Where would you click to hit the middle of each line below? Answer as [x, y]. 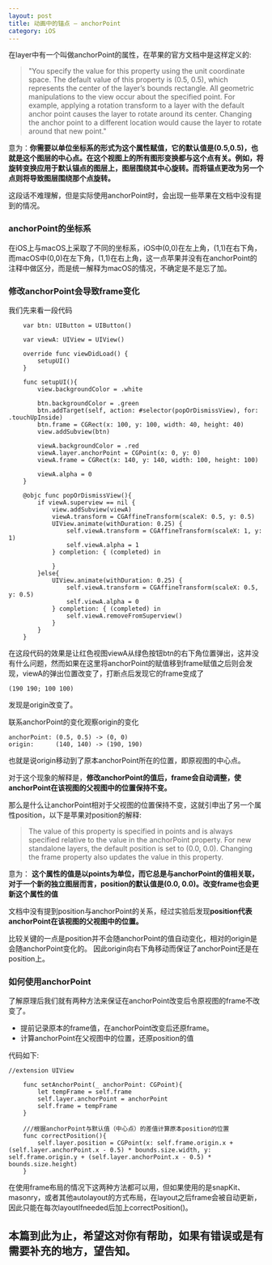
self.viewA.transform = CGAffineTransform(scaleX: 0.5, [162, 588]
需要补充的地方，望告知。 [72, 1251]
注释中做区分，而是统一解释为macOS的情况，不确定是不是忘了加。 [120, 268]
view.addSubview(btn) [74, 431]
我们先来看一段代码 [40, 310]
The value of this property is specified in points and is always [130, 831]
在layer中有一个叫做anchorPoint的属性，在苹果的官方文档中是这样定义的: [130, 55]
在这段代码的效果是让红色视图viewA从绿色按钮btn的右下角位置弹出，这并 [130, 653]
